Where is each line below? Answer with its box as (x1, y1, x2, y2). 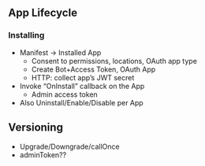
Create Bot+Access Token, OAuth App (31, 65, 156, 74)
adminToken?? (19, 149, 67, 160)
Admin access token (31, 90, 99, 99)
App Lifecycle (8, 6, 77, 20)
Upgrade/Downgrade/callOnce (19, 142, 120, 151)
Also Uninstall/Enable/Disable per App (19, 98, 143, 107)
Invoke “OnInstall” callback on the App (19, 81, 145, 90)
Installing (8, 30, 45, 41)
